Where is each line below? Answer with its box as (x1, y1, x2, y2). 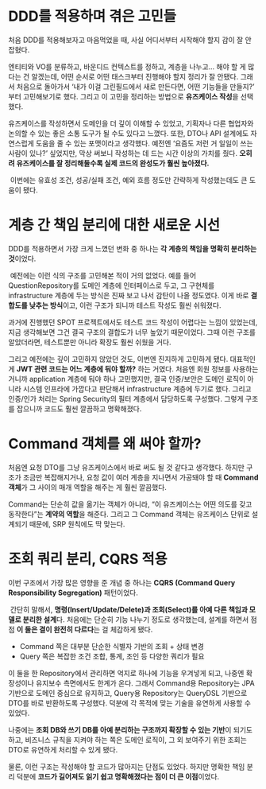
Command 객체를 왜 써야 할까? (8, 435, 202, 453)
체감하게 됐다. (110, 624, 153, 634)
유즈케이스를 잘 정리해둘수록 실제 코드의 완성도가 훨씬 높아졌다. (16, 158, 210, 168)
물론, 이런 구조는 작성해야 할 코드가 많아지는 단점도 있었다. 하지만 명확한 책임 (8, 761, 245, 772)
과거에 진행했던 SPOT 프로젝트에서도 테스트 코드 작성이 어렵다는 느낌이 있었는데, (8, 317, 258, 327)
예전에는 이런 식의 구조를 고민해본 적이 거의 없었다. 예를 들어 (10, 270, 197, 280)
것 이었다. (8, 254, 37, 263)
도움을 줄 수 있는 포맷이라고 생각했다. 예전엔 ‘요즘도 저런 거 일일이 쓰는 (35, 138, 253, 148)
